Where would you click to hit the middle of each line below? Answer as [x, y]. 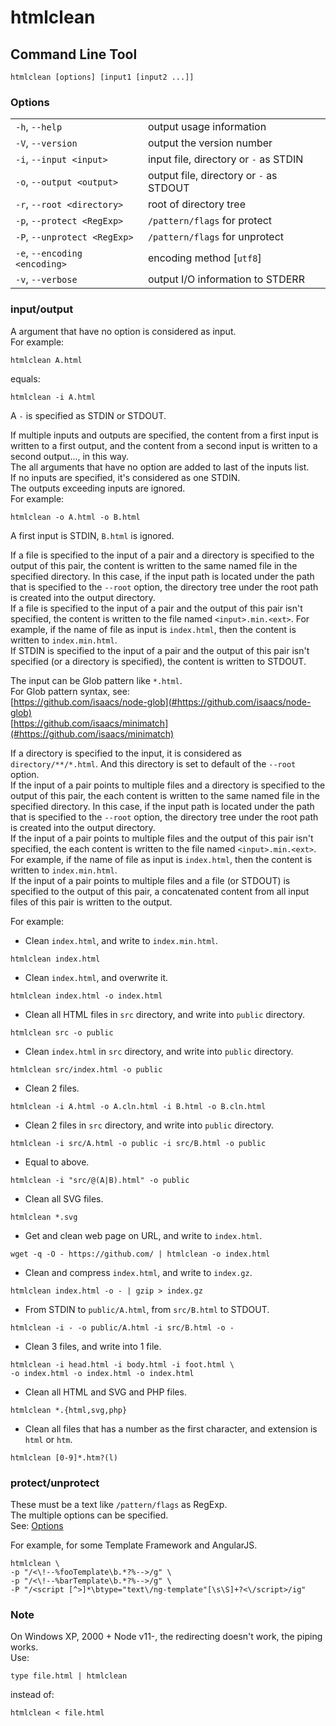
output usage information [207, 127]
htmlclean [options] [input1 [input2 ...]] [102, 77]
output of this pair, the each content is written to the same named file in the [165, 795]
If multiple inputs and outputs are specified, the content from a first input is [164, 435]
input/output [42, 309]
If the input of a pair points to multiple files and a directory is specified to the [168, 785]
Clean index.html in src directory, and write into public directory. [159, 1051]
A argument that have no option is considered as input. [123, 331]
